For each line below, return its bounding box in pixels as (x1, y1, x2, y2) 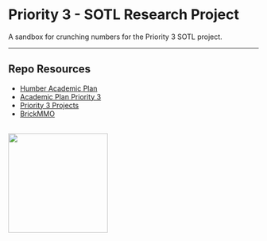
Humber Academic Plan (19, 84, 98, 93)
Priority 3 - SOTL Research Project (8, 6, 240, 24)
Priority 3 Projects (19, 100, 79, 110)
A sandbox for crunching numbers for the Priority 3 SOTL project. (8, 32, 222, 41)
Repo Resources (8, 62, 91, 76)
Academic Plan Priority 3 (19, 91, 102, 101)
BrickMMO (19, 109, 56, 119)
